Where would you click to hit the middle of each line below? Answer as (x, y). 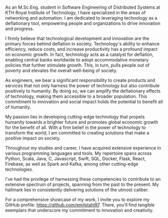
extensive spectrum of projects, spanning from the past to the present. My (82, 184)
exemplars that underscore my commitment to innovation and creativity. (79, 210)
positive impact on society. (33, 138)
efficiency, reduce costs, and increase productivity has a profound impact (81, 49)
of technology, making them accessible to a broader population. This (76, 96)
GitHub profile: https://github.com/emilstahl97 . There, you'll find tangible (80, 205)
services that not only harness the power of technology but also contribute (82, 86)
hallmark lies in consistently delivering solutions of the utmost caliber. (77, 190)
